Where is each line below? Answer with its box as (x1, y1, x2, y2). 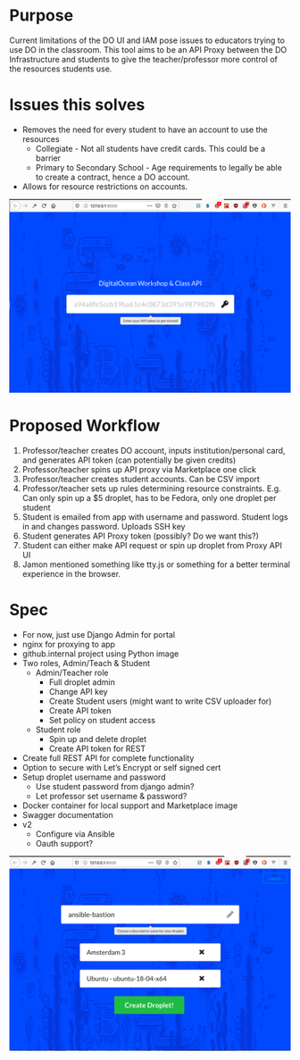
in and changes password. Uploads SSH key (21, 521, 186, 531)
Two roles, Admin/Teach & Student (21, 657, 150, 668)
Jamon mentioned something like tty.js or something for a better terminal (21, 559, 290, 570)
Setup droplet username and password (21, 772, 166, 782)
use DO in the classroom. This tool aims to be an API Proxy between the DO (9, 44, 287, 54)
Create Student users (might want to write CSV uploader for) (48, 696, 272, 706)
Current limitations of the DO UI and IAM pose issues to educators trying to (9, 35, 286, 46)
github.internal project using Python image (21, 648, 179, 659)
